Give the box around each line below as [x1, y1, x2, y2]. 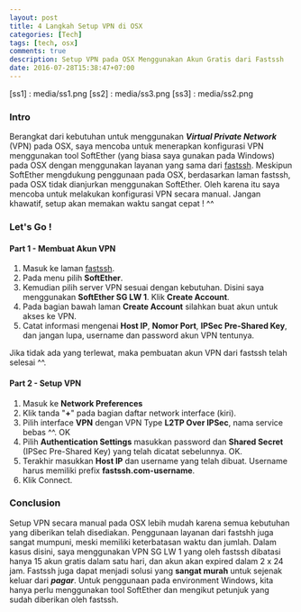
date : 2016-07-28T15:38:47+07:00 [9, 64, 135, 73]
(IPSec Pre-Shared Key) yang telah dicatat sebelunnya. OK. [22, 445, 243, 456]
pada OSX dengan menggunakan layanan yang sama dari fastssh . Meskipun [9, 160, 293, 171]
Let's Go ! [9, 221, 52, 233]
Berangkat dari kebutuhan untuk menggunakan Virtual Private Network [9, 132, 278, 142]
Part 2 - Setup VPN [9, 378, 82, 388]
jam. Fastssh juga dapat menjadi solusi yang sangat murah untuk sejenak [9, 565, 282, 576]
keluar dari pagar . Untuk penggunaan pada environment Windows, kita [9, 574, 274, 586]
